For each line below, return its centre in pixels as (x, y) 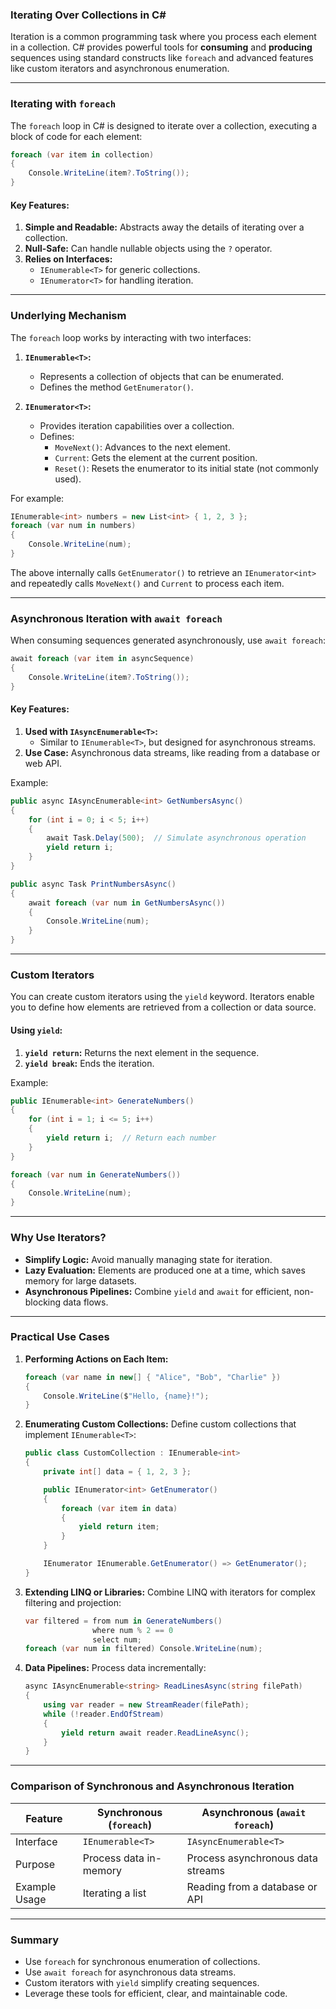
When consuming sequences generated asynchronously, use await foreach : (168, 640)
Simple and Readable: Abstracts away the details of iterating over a (164, 227)
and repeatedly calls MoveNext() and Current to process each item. (147, 583)
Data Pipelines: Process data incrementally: (115, 1668)
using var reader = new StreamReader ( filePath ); (146, 1705)
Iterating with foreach (63, 104)
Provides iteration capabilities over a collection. (137, 425)
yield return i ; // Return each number (131, 1138)
